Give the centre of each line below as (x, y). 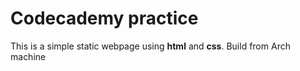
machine (28, 56)
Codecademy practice (104, 18)
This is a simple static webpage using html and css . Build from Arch (150, 46)
